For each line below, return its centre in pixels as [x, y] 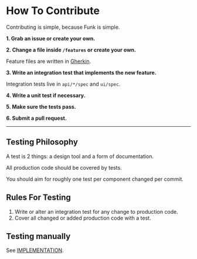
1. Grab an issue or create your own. [51, 38]
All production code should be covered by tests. [64, 167]
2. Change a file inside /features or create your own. [71, 50]
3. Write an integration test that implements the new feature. [81, 72]
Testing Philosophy [42, 142]
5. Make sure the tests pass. [41, 106]
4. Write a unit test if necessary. [46, 95]
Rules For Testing [39, 198]
